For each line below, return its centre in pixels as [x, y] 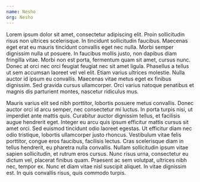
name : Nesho [21, 12]
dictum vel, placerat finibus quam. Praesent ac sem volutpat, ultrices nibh [96, 160]
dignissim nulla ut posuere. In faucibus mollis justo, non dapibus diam [92, 53]
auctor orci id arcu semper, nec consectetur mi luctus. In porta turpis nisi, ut [99, 109]
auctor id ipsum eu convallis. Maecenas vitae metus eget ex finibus [89, 79]
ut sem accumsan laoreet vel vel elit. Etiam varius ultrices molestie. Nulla [96, 72]
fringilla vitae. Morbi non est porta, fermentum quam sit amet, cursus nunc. [99, 60]
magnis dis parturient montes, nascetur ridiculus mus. [73, 91]
